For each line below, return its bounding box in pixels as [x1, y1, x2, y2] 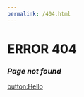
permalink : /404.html [7, 10, 71, 18]
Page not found [7, 66, 61, 76]
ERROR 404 [7, 40, 78, 57]
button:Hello [7, 82, 44, 91]
